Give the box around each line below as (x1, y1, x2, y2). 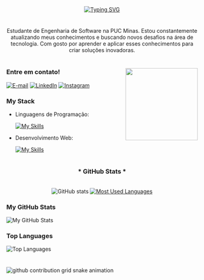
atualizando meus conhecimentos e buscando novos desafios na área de (10, 33, 194, 41)
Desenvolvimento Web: (15, 134, 73, 142)
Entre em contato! (6, 68, 61, 77)
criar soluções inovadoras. (69, 47, 135, 54)
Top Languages (6, 231, 53, 240)
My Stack (6, 97, 35, 105)
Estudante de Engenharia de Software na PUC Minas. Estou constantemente (7, 27, 197, 35)
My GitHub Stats (6, 203, 56, 211)
